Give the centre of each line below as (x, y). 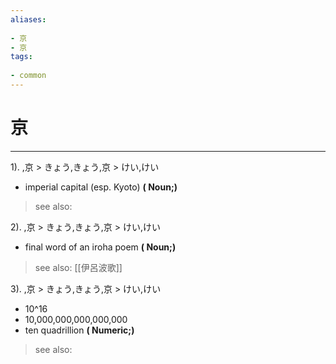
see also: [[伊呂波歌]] (78, 267)
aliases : (28, 19)
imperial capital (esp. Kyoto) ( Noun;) (101, 187)
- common (28, 76)
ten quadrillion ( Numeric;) (79, 330)
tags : (21, 57)
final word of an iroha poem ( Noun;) (100, 247)
